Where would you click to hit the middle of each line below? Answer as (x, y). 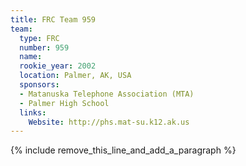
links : (33, 112)
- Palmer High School (64, 103)
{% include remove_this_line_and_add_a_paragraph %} (123, 150)
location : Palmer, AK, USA (75, 76)
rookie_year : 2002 (58, 66)
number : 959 (44, 47)
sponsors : (39, 85)
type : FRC (39, 38)
